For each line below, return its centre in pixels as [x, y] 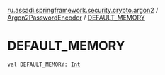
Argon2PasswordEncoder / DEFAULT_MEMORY [76, 18]
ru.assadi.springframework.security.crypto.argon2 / [83, 10]
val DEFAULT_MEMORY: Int [44, 64]
